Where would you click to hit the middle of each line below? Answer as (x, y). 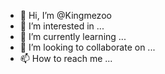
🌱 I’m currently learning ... (73, 36)
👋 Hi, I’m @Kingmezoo (65, 15)
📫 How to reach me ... (66, 58)
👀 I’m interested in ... (62, 26)
